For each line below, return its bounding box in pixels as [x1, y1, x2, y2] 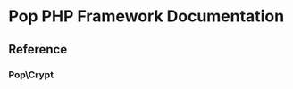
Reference [8, 42, 68, 57]
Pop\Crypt [8, 69, 54, 81]
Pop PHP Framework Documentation [8, 6, 285, 27]
